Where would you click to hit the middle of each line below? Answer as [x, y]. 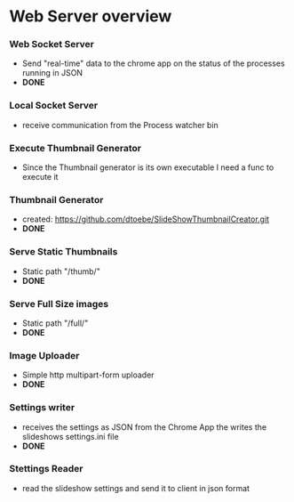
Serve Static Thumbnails [64, 252]
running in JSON [52, 73]
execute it [40, 177]
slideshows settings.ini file [70, 436]
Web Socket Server [52, 45]
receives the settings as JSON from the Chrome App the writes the [144, 427]
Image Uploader [44, 355]
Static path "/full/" [55, 323]
